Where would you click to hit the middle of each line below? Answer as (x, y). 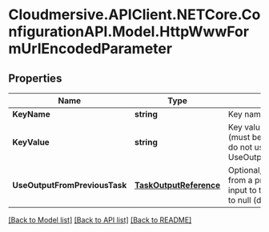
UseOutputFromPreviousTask (70, 185)
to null (239, 200)
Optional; (245, 170)
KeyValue (31, 142)
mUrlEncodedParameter (90, 49)
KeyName (31, 114)
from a (240, 180)
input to (243, 190)
